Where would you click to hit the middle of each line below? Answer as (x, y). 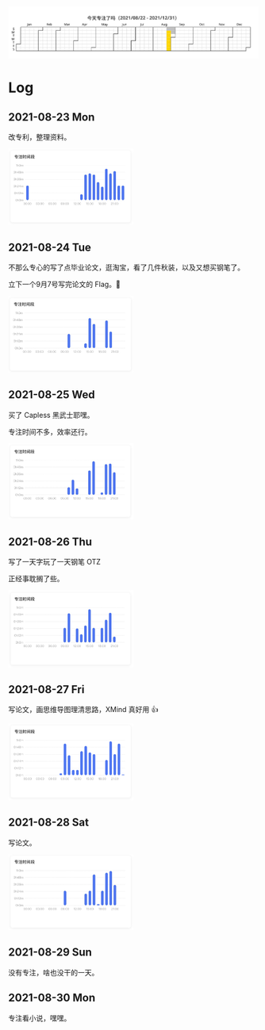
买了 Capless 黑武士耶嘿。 (51, 415)
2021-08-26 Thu (50, 542)
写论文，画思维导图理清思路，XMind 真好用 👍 (83, 710)
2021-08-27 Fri (46, 689)
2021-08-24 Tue (50, 247)
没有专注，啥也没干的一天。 (54, 972)
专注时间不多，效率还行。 (50, 431)
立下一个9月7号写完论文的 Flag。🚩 (64, 285)
